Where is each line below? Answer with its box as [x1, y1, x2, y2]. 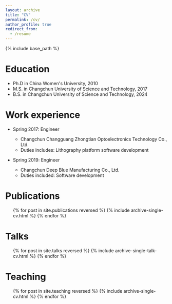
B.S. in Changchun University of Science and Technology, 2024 [12, 91, 148, 97]
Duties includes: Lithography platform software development [20, 147, 149, 153]
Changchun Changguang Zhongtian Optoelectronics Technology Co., [20, 136, 167, 142]
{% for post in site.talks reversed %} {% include [12, 247, 114, 254]
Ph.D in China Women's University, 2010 [12, 80, 99, 86]
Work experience [5, 109, 81, 121]
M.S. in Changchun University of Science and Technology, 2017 [12, 86, 148, 92]
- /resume [10, 31, 31, 36]
